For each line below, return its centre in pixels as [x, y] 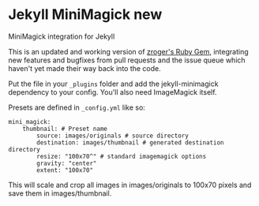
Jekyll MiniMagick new [85, 15]
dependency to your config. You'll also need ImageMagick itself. [113, 92]
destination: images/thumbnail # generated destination [130, 142]
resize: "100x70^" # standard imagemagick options [122, 156]
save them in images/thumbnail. [60, 193]
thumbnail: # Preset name [65, 129]
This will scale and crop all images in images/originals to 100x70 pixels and [130, 185]
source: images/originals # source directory [113, 136]
